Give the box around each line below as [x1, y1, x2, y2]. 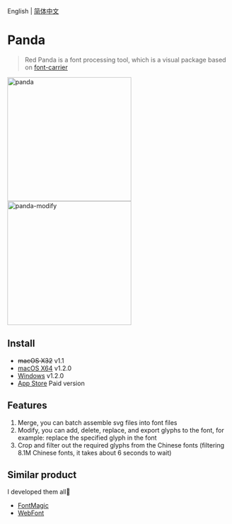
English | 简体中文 [7, 7, 59, 15]
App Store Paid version [17, 379, 85, 387]
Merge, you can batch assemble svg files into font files [17, 418, 178, 427]
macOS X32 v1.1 [17, 356, 65, 365]
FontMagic [17, 501, 50, 510]
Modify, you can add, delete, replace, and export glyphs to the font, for [17, 426, 224, 434]
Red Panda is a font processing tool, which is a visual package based [24, 55, 226, 64]
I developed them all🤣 [7, 488, 71, 496]
